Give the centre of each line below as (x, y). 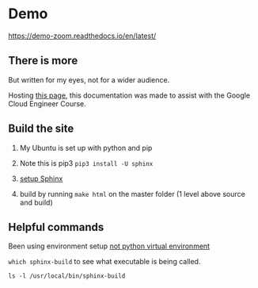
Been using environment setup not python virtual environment (109, 246)
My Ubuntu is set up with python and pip (86, 148)
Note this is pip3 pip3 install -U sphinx (86, 163)
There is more (43, 61)
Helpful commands (56, 227)
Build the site (41, 129)
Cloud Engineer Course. (47, 103)
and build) (36, 202)
